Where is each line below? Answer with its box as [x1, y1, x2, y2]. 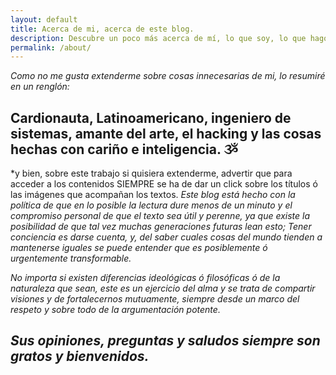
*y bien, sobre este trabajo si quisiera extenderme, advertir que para [10, 167, 293, 180]
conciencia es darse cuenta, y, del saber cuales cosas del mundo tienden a [10, 231, 323, 243]
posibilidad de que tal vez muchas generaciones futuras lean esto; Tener [10, 221, 312, 233]
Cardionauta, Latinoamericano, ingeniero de [10, 109, 292, 126]
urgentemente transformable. [10, 252, 132, 265]
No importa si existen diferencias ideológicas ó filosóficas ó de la [10, 272, 281, 284]
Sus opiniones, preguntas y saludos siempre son [10, 332, 321, 350]
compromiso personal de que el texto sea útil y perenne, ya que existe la [10, 210, 311, 222]
